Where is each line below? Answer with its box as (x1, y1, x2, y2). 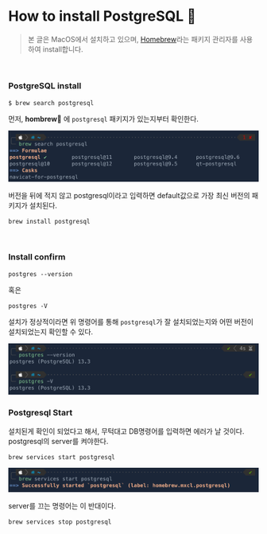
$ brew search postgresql (8, 99, 94, 107)
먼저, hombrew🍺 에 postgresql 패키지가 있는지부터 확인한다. (8, 115, 199, 124)
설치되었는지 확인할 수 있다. (8, 327, 94, 337)
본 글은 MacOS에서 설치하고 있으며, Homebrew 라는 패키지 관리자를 (27, 34, 238, 44)
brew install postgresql (8, 218, 91, 226)
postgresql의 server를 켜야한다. (8, 436, 109, 446)
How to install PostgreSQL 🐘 (8, 7, 196, 25)
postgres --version (8, 271, 73, 279)
